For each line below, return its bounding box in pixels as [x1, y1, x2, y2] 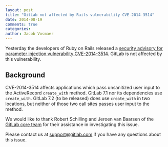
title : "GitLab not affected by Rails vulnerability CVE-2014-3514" [5, 12, 155, 17]
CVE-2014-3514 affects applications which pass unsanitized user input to [5, 84, 160, 90]
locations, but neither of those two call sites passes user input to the [5, 101, 150, 107]
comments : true [5, 21, 38, 27]
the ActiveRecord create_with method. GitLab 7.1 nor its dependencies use [5, 90, 162, 96]
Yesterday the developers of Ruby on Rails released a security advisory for [5, 45, 163, 51]
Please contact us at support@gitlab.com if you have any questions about [5, 131, 161, 137]
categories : [5, 27, 31, 32]
